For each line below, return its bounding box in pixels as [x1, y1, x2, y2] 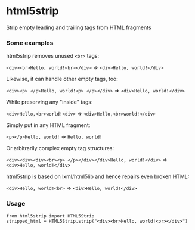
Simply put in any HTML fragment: [6, 122, 91, 129]
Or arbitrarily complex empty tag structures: [6, 145, 114, 152]
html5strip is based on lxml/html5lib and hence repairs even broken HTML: [6, 173, 190, 180]
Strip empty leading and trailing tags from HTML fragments [6, 24, 151, 31]
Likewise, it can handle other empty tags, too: [6, 76, 118, 83]
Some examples [6, 39, 54, 47]
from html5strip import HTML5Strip [6, 213, 95, 219]
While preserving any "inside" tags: [6, 98, 94, 105]
